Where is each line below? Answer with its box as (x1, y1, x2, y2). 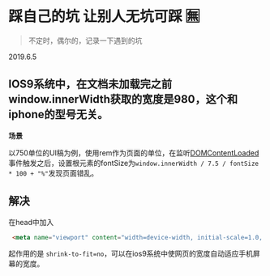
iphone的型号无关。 (8, 108, 109, 121)
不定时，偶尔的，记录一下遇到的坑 (28, 36, 143, 45)
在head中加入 (8, 217, 54, 227)
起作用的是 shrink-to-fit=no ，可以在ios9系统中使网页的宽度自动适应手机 (8, 248, 254, 259)
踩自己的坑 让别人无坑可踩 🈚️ (8, 7, 200, 26)
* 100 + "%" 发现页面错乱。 (8, 168, 99, 178)
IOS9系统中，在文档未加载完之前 (8, 78, 173, 91)
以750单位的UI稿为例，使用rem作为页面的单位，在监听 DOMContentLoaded (8, 147, 259, 158)
